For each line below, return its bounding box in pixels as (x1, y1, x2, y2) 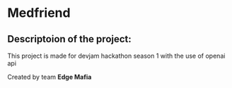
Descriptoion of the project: (7, 33, 132, 45)
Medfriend (7, 5, 71, 21)
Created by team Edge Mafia (7, 73, 92, 81)
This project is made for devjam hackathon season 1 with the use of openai (7, 51, 226, 60)
